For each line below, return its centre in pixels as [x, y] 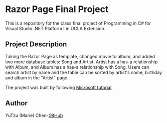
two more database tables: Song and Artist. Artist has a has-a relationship [81, 62]
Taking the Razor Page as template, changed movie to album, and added [80, 56]
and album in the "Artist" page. [37, 78]
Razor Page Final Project [57, 9]
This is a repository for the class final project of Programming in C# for [78, 23]
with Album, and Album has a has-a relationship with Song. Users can [77, 67]
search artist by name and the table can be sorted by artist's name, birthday [83, 72]
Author [16, 103]
